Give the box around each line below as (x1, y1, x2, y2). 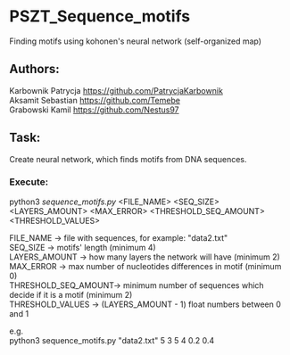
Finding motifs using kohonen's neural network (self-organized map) (9, 36, 261, 46)
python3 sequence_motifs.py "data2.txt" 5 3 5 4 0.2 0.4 (9, 334, 215, 345)
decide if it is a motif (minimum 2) (9, 289, 133, 300)
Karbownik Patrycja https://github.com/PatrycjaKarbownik (9, 85, 223, 95)
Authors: (9, 62, 60, 77)
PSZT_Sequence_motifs (9, 6, 191, 27)
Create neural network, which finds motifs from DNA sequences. (9, 153, 247, 164)
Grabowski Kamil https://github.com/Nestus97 (9, 104, 180, 115)
